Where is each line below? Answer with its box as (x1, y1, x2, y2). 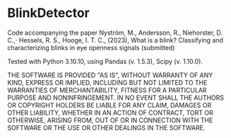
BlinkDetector (7, 5, 90, 21)
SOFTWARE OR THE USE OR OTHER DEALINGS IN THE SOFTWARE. (7, 123, 206, 132)
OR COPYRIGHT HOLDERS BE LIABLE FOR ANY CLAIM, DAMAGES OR (7, 100, 212, 109)
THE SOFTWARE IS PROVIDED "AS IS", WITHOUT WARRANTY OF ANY (7, 71, 213, 79)
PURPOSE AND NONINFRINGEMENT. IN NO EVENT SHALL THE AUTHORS (7, 93, 225, 102)
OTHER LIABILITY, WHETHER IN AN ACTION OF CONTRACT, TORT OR (7, 108, 213, 117)
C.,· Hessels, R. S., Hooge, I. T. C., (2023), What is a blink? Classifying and (7, 35, 224, 44)
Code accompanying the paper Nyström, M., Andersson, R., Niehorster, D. (7, 28, 223, 37)
